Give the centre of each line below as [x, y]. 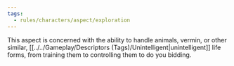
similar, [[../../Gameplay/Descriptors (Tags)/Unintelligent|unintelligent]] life [114, 47]
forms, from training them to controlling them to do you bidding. [99, 55]
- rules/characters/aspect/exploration [72, 20]
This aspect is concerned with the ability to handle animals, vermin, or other [117, 40]
